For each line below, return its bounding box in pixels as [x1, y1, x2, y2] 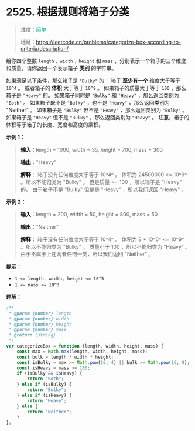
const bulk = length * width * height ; [16, 354, 114, 360]
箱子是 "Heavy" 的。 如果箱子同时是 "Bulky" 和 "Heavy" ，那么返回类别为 [6, 92, 179, 99]
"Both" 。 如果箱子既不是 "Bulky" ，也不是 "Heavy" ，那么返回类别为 [6, 99, 170, 106]
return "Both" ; [27, 376, 64, 382]
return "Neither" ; [27, 409, 72, 415]
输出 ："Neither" [20, 223, 59, 230]
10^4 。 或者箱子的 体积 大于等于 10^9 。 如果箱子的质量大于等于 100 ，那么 [6, 84, 187, 91]
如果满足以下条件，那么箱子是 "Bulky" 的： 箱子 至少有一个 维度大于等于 [6, 77, 180, 84]
